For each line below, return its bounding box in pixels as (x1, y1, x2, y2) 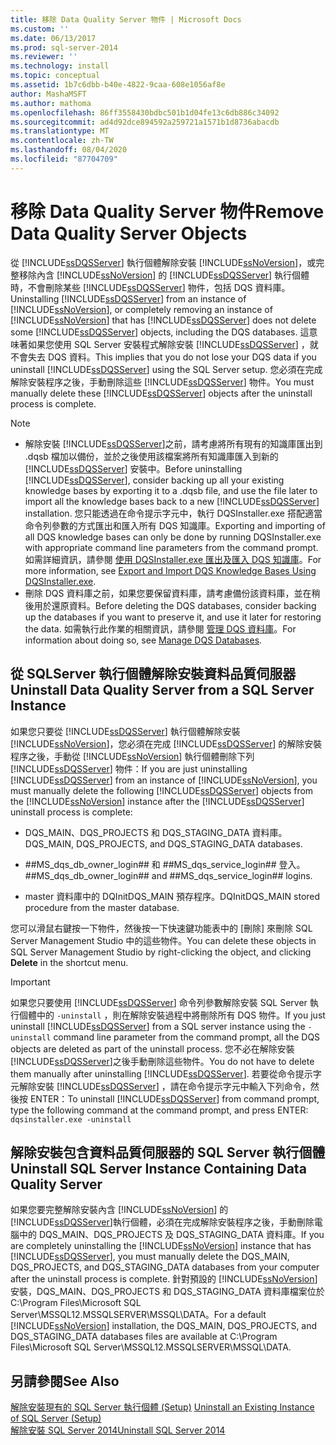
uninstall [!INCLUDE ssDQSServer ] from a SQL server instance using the (10, 1020, 306, 1032)
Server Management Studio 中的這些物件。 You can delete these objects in (10, 934, 317, 946)
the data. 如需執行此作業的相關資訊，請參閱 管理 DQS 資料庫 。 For (24, 622, 297, 635)
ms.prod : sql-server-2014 (10, 42, 118, 53)
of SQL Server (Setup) (10, 1412, 102, 1425)
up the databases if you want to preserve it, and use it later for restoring (24, 611, 322, 623)
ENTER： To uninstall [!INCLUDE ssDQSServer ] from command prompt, (29, 1092, 320, 1105)
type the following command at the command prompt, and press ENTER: (10, 1104, 309, 1116)
